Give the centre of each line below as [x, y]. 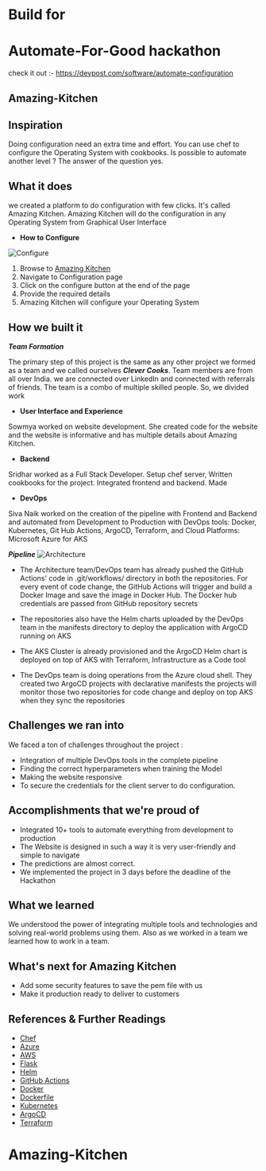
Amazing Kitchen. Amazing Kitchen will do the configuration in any [117, 214]
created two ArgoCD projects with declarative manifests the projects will [138, 683]
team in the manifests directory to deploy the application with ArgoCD [134, 627]
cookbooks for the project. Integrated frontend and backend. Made [118, 482]
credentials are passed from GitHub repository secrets [109, 603]
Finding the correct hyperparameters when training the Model [121, 768]
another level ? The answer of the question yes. [86, 161]
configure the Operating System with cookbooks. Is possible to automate [127, 153]
